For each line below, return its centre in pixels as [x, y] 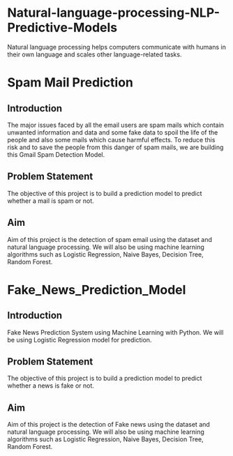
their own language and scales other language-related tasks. [95, 54]
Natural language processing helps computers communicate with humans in [117, 47]
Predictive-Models [62, 28]
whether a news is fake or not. [51, 386]
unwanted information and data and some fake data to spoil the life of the [113, 132]
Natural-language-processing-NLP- [114, 13]
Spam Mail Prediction [70, 83]
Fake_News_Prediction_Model [97, 290]
